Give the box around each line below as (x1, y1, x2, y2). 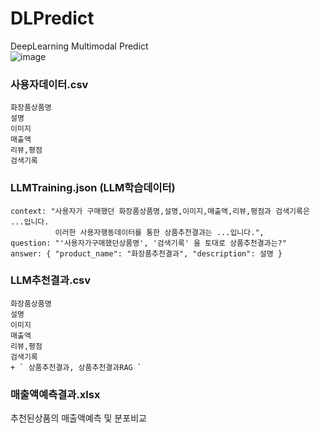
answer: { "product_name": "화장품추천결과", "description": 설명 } (10, 248, 283, 259)
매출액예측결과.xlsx (10, 387, 101, 401)
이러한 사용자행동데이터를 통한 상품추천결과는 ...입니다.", (54, 227, 265, 237)
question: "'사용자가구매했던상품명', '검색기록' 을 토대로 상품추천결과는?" (10, 238, 287, 248)
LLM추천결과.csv (10, 273, 92, 287)
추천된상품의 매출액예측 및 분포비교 (10, 412, 147, 424)
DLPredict (10, 7, 95, 30)
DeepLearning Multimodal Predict (10, 40, 149, 52)
